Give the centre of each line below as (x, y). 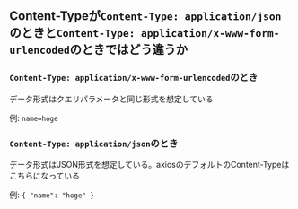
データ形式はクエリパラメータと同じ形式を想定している (111, 99)
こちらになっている (45, 175)
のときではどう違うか (129, 50)
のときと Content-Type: (72, 33)
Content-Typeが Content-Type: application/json (145, 16)
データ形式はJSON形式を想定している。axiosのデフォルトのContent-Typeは (149, 164)
